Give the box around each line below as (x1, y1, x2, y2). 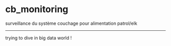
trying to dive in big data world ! (5, 34, 72, 41)
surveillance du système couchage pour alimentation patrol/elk (5, 20, 137, 26)
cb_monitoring (5, 4, 69, 15)
